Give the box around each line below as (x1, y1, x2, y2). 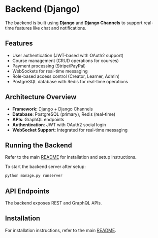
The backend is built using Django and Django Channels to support (5, 20, 143, 26)
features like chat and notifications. (15, 25, 87, 31)
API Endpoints (5, 187, 50, 195)
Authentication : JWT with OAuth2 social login (12, 122, 106, 128)
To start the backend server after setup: (5, 164, 86, 170)
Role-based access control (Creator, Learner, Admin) (12, 73, 120, 79)
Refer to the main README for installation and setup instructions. (5, 154, 137, 160)
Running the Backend (5, 141, 72, 149)
